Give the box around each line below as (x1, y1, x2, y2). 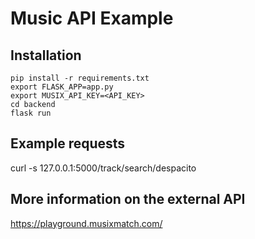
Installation (10, 47, 82, 64)
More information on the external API (10, 191, 246, 208)
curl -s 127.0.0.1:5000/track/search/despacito (10, 162, 197, 174)
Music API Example (10, 7, 174, 30)
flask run (10, 108, 52, 118)
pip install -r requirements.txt (10, 73, 150, 83)
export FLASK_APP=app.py (10, 82, 114, 92)
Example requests (10, 135, 126, 152)
